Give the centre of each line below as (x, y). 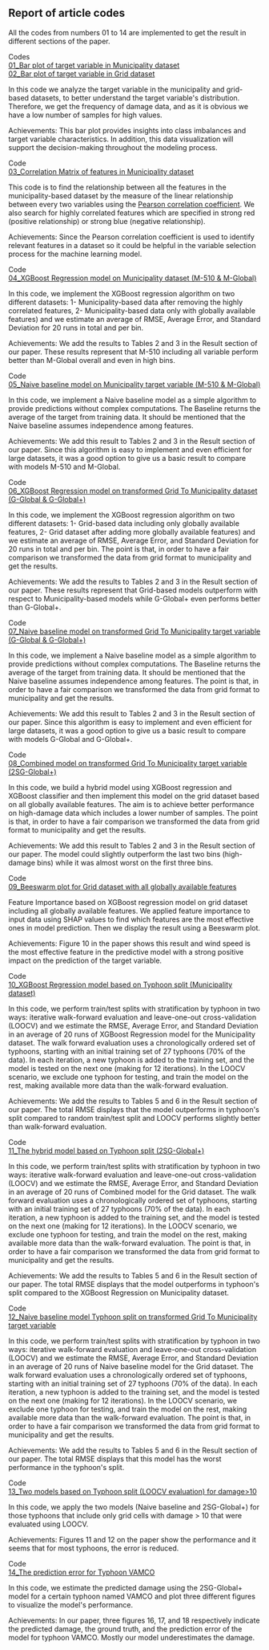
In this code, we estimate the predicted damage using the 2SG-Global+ (125, 1587)
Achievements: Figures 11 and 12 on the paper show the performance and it (132, 1539)
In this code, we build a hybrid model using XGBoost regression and (120, 787)
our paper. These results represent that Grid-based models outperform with (133, 590)
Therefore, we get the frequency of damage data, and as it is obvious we (128, 106)
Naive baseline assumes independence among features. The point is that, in (133, 681)
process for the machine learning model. (75, 254)
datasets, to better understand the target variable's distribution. (135, 98)
